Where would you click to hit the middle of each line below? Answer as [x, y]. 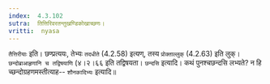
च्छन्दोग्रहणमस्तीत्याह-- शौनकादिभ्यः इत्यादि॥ [62, 72]
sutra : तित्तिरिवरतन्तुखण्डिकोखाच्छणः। [57, 23]
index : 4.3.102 [36, 16]
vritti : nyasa [34, 31]
